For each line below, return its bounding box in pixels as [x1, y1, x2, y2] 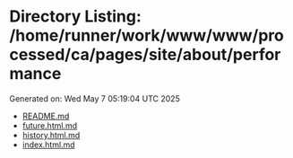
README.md [22, 110, 70, 121]
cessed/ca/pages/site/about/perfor [9, 45, 281, 65]
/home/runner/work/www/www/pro [9, 25, 284, 46]
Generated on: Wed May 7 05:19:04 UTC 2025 [9, 92, 181, 104]
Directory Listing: [9, 6, 142, 27]
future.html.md [22, 119, 78, 131]
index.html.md [22, 139, 75, 150]
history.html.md [22, 129, 81, 140]
